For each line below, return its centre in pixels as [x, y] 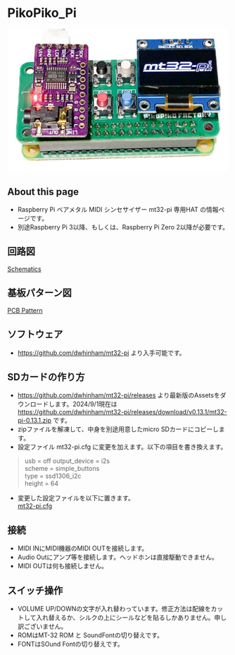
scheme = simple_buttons [62, 469]
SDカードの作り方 [46, 377]
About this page [43, 192]
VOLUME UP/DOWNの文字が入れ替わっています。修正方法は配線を [114, 608]
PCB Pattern [25, 310]
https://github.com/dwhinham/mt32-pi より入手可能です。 [101, 353]
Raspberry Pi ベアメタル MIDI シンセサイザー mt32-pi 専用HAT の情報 [118, 210]
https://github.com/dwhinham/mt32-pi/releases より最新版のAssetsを [119, 395]
